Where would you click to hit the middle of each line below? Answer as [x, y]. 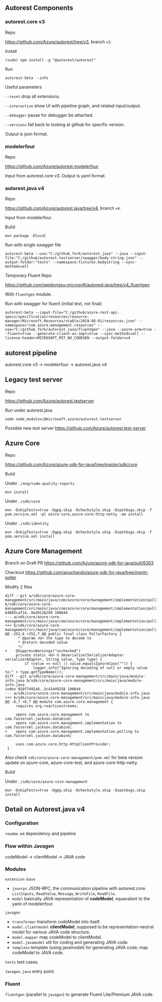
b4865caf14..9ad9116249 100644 [36, 613]
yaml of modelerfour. [33, 904]
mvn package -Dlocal [26, 236]
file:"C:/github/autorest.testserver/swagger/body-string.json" [71, 258]
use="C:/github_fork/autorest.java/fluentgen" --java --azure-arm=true [78, 330]
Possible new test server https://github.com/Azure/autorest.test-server [75, 428]
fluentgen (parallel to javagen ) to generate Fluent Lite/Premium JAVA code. [80, 994]
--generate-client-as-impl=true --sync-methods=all [86, 334]
